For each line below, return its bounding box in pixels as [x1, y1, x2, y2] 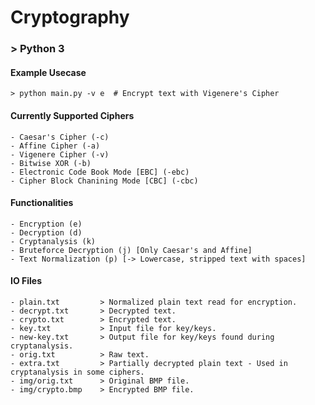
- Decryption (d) [10, 227, 83, 238]
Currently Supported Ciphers [10, 109, 135, 121]
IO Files [10, 275, 43, 287]
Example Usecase [10, 66, 87, 78]
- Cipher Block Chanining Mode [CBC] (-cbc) [10, 176, 199, 186]
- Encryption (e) [10, 219, 83, 229]
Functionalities [10, 197, 74, 209]
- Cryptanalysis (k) [10, 236, 97, 246]
